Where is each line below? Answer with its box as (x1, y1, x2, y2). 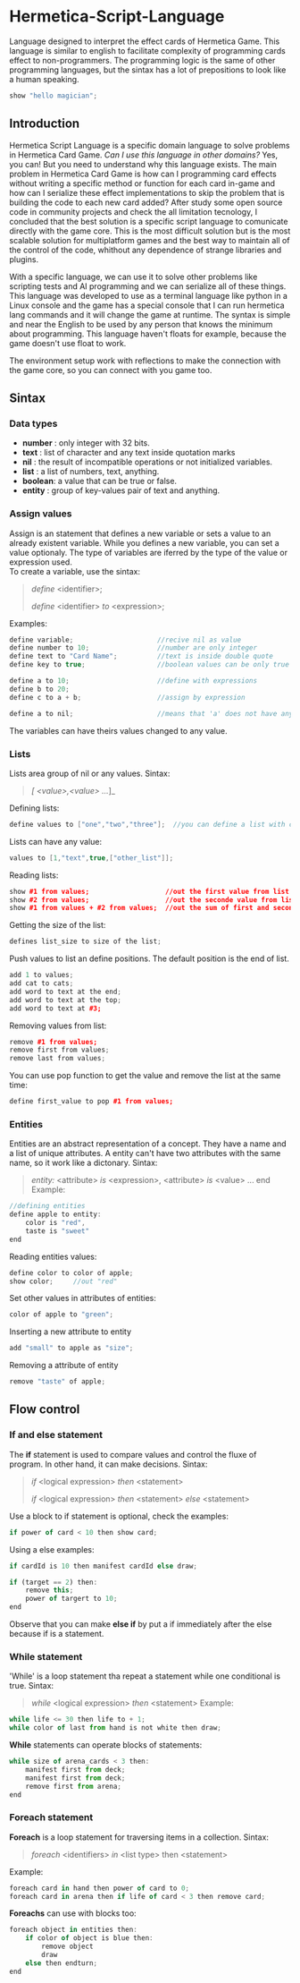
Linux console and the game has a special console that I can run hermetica (9, 300, 285, 311)
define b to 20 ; (9, 685, 70, 694)
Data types (9, 417, 58, 430)
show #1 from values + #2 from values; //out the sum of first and (9, 904, 270, 913)
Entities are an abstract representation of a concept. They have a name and (9, 1138, 287, 1149)
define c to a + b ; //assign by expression (9, 693, 246, 702)
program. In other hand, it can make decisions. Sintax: (9, 1459, 208, 1469)
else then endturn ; (25, 1958, 98, 1968)
